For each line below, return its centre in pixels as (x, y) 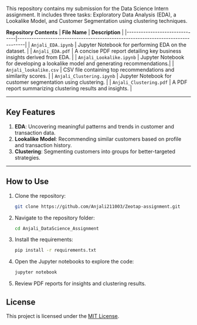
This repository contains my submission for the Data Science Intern (87, 9)
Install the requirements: (44, 239)
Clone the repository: (40, 195)
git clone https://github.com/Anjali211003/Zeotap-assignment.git (97, 206)
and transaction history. (43, 145)
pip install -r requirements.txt (55, 250)
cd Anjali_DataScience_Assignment (57, 228)
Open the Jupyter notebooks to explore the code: (74, 262)
